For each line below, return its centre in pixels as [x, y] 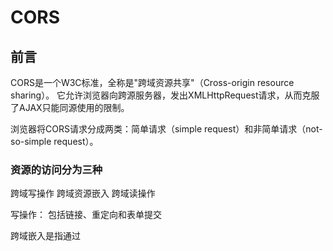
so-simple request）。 [54, 141]
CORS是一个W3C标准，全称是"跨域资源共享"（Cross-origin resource [152, 82]
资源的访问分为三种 [56, 169]
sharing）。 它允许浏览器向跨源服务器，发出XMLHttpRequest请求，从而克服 [165, 95]
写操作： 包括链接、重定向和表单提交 [86, 215]
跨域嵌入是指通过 [45, 236]
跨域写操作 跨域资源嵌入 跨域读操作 [83, 193]
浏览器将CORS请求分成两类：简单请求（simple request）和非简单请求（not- [166, 129]
